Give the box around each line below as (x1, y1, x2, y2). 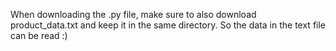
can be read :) (10, 30, 68, 41)
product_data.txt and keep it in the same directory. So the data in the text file (10, 19, 327, 31)
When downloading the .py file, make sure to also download (10, 9, 257, 20)
